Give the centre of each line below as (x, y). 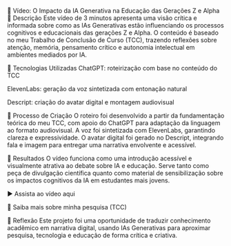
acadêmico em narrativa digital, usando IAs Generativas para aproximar (109, 228)
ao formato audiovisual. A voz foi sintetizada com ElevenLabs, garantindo (111, 130)
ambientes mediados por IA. (47, 55)
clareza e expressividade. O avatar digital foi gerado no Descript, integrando (115, 138)
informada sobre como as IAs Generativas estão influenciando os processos (115, 25)
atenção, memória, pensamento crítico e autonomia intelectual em (101, 47)
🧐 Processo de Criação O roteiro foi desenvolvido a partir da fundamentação (116, 115)
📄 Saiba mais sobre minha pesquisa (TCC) (67, 207)
